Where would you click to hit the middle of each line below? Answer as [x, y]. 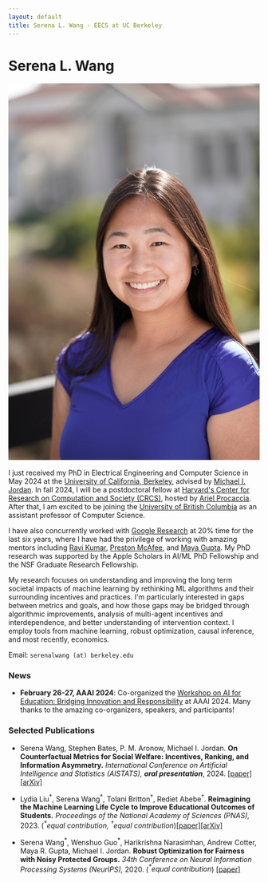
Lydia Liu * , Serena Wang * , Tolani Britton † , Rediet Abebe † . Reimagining [135, 798]
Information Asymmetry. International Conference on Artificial [124, 765]
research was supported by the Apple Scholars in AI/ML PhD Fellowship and [134, 556]
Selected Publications [52, 730]
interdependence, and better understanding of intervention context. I [121, 622]
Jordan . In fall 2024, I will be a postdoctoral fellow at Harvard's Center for [129, 489]
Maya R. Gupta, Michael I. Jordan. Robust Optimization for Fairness [132, 851]
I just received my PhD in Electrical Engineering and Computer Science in [128, 473]
